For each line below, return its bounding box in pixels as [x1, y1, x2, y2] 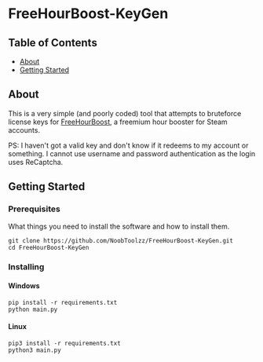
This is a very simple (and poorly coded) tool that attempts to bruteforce [8, 108, 242, 118]
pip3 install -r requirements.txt [8, 339, 122, 347]
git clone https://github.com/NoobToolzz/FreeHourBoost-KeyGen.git [8, 236, 234, 244]
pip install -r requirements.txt [8, 298, 118, 306]
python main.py [8, 305, 58, 313]
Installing [8, 261, 45, 272]
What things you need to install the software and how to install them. [8, 221, 230, 231]
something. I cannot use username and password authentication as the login [8, 148, 256, 158]
